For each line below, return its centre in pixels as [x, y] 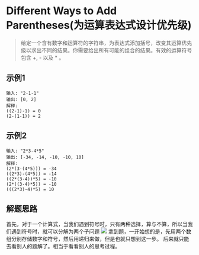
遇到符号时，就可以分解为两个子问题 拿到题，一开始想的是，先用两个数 [101, 231]
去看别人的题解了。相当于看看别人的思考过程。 [63, 246]
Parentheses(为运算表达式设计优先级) [99, 25]
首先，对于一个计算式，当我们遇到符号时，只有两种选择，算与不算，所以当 [97, 224]
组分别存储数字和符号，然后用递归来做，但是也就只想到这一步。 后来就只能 [98, 239]
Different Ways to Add [62, 11]
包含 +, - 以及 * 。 [42, 57]
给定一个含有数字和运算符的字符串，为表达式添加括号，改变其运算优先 [106, 43]
